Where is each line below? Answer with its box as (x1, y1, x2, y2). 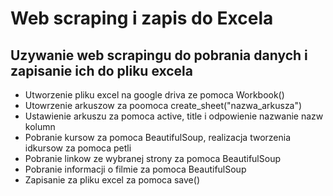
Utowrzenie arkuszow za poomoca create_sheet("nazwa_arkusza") (24, 100, 303, 111)
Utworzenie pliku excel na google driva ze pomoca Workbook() (24, 89, 285, 101)
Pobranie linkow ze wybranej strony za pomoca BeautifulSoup (24, 153, 281, 164)
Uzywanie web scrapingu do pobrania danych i (10, 47, 308, 64)
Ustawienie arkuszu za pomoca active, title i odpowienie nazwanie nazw (24, 110, 324, 122)
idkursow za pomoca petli (24, 142, 132, 154)
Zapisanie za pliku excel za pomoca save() (24, 174, 200, 186)
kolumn (24, 121, 56, 132)
